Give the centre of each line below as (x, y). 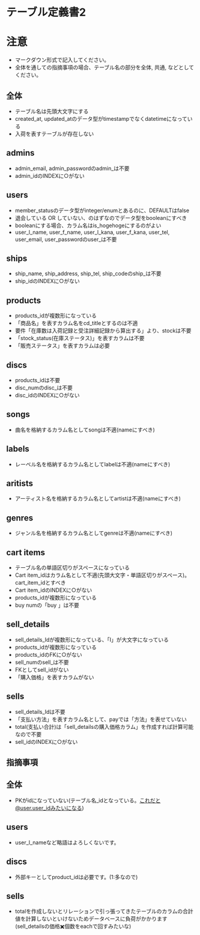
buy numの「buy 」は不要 (47, 605)
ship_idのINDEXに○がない (47, 281)
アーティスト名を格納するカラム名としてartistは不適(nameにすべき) (98, 499)
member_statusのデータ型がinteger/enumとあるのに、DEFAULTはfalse (102, 210)
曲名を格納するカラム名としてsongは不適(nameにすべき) (85, 430)
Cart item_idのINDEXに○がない (53, 590)
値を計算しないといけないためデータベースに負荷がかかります (91, 919)
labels (18, 449)
